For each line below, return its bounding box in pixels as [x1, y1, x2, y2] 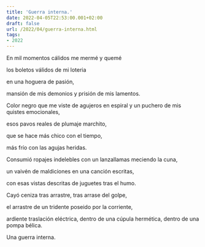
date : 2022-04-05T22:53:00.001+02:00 [6, 15, 103, 21]
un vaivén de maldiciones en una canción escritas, [6, 168, 134, 175]
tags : [6, 32, 20, 38]
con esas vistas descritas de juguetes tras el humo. [6, 180, 136, 187]
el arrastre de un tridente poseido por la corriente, [6, 203, 133, 210]
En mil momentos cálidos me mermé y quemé [6, 55, 122, 61]
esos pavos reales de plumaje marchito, [6, 120, 107, 127]
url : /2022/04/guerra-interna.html [6, 26, 98, 32]
